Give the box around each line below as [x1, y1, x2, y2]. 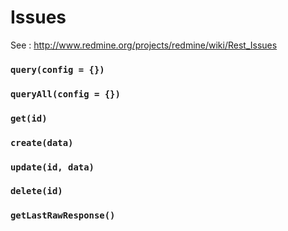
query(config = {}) [10, 64, 105, 75]
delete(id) [10, 186, 63, 197]
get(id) [10, 112, 48, 124]
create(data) [10, 137, 74, 148]
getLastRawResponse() [10, 210, 116, 221]
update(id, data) [10, 161, 95, 173]
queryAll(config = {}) [10, 88, 121, 100]
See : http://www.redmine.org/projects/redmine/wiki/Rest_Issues [10, 39, 278, 51]
